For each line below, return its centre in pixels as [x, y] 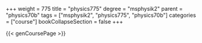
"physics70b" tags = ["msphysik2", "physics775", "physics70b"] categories [101, 15]
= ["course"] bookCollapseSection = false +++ [65, 21]
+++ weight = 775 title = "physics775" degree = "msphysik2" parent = [94, 9]
